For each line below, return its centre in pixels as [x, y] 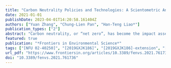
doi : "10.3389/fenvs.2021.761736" [42, 58]
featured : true [21, 39]
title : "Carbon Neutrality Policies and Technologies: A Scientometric [83, 10]
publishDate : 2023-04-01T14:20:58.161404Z [51, 19]
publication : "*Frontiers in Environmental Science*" [64, 43]
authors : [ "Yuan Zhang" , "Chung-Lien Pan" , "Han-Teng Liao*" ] [73, 24]
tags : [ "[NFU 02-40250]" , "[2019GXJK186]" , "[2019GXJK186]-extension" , [83, 48]
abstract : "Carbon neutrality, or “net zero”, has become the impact [81, 34]
